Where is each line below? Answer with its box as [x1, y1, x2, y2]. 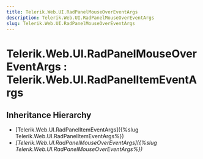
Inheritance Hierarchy [6, 109, 92, 120]
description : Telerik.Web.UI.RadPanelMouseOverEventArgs [6, 15, 155, 21]
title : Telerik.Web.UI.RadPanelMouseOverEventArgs [6, 9, 138, 15]
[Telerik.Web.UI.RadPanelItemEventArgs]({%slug [15, 126, 139, 133]
